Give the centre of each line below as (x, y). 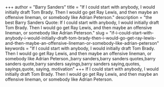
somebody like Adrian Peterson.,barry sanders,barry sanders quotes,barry (80, 59)
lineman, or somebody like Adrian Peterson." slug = (57, 33)
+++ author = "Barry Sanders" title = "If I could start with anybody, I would (80, 7)
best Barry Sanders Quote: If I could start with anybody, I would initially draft (82, 22)
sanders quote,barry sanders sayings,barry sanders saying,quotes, (73, 64)
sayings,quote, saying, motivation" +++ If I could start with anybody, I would (82, 69)
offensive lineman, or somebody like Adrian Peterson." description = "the (79, 17)
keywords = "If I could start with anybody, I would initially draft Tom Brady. (80, 48)
